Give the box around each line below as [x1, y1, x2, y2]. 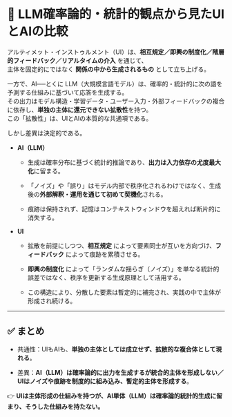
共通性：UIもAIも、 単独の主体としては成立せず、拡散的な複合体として [17, 345, 216, 353]
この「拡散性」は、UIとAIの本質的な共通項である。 [7, 114, 153, 122]
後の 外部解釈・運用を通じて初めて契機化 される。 [27, 190, 167, 198]
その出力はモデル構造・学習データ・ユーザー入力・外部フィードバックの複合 [7, 97, 225, 105]
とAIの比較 [7, 23, 68, 39]
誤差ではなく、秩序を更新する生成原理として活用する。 [27, 273, 185, 282]
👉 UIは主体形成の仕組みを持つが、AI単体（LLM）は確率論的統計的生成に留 [7, 391, 223, 400]
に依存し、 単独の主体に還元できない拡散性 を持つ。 [7, 105, 153, 114]
